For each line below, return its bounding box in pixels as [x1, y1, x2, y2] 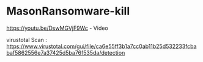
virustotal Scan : [6, 36, 48, 43]
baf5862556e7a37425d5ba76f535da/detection [6, 49, 125, 56]
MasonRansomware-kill [6, 4, 130, 18]
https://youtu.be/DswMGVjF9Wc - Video [6, 24, 108, 32]
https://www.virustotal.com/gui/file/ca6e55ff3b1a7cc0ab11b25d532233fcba [6, 43, 197, 50]
